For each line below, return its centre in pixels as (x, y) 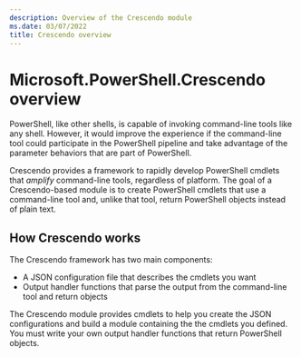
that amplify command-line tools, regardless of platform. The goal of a (141, 180)
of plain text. (33, 209)
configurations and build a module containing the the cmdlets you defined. (149, 324)
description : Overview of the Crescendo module (101, 18)
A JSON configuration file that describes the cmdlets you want (139, 277)
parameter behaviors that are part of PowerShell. (101, 153)
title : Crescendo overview (60, 35)
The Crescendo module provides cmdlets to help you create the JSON (141, 314)
